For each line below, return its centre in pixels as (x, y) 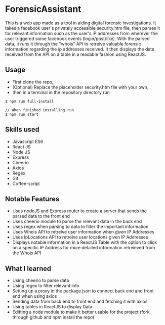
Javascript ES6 (28, 141)
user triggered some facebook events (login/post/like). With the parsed (77, 39)
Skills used (22, 130)
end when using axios (35, 296)
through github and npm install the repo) (53, 317)
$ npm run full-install (30, 101)
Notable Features (32, 199)
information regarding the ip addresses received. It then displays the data (80, 49)
